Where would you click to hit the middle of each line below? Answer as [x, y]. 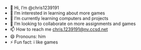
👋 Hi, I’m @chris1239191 [34, 8]
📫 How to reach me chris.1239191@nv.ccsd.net [59, 29]
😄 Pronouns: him [28, 36]
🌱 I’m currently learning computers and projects [59, 18]
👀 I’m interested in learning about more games [57, 13]
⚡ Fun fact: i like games [34, 42]
